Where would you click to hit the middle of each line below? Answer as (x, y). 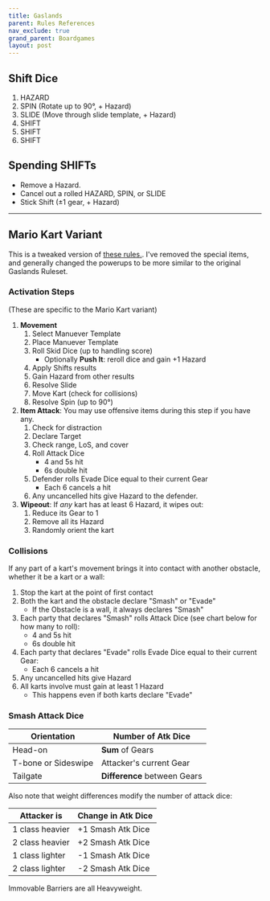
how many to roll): (50, 627)
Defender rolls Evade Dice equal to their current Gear (120, 478)
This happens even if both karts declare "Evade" (112, 695)
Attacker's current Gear (145, 763)
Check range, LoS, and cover (80, 444)
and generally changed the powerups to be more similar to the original (125, 263)
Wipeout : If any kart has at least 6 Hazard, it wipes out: (112, 504)
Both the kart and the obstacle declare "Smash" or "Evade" (118, 601)
